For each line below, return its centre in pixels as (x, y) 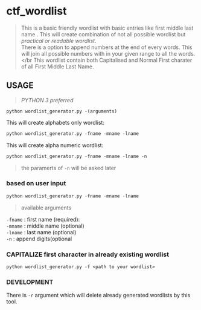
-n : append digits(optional (39, 239)
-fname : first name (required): (43, 219)
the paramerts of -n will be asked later (69, 168)
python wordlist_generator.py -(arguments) (62, 111)
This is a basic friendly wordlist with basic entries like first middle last (107, 28)
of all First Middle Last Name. (57, 66)
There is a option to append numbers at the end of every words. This (107, 47)
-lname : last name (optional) (41, 232)
